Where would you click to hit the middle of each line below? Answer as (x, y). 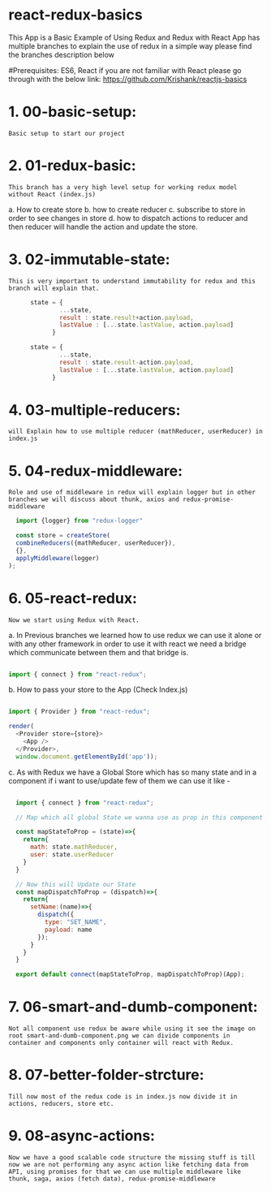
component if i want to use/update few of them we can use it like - (119, 780)
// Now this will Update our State (76, 884)
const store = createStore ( (63, 536)
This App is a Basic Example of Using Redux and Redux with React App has (134, 37)
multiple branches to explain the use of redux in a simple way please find (130, 45)
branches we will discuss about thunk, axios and (94, 500)
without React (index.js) (52, 194)
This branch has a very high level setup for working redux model (123, 187)
